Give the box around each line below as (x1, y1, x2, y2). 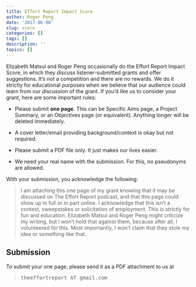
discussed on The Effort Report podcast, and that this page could (20, 193, 179, 200)
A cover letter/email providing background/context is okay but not (14, 129, 174, 136)
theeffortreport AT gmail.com (20, 274, 107, 281)
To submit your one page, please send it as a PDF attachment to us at (6, 263, 174, 270)
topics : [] (6, 47, 33, 53)
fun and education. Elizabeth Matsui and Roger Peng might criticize (20, 211, 184, 218)
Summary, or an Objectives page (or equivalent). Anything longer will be (14, 111, 190, 118)
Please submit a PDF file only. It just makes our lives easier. (14, 146, 158, 153)
